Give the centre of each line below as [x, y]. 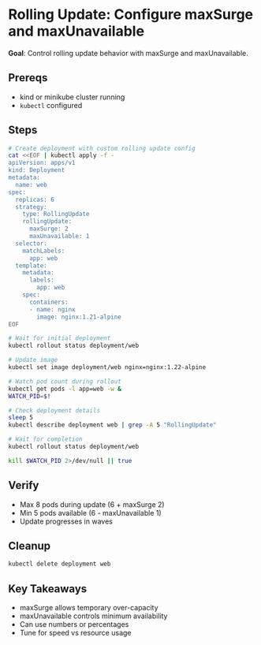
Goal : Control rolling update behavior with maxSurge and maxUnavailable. [128, 53]
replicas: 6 [35, 199]
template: [31, 266]
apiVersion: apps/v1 [42, 163]
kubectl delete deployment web [60, 564]
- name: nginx [52, 309]
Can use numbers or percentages [74, 624]
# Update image [33, 360]
